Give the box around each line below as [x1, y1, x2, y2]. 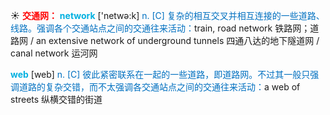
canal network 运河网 [10, 47, 98, 59]
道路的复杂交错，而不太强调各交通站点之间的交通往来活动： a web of [18, 81, 301, 93]
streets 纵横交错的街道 [10, 94, 103, 105]
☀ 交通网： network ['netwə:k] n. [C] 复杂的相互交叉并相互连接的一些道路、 [10, 10, 325, 21]
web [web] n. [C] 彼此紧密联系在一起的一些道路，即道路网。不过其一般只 [10, 69, 311, 80]
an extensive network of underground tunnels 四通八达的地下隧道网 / [35, 35, 320, 46]
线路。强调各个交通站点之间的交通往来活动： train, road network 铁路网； [10, 22, 311, 34]
